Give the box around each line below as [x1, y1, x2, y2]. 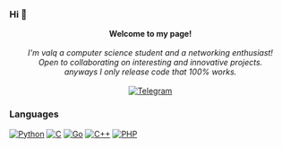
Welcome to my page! [108, 29, 192, 39]
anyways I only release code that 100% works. [64, 66, 237, 77]
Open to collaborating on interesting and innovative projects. [38, 57, 263, 68]
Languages [9, 108, 60, 120]
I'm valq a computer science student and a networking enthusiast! [28, 48, 273, 58]
